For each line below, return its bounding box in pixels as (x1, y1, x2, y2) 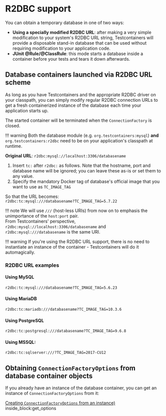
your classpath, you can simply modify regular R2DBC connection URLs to (5, 97, 158, 103)
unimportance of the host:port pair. (5, 213, 79, 219)
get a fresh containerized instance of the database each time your (5, 102, 141, 108)
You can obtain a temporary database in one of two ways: (5, 20, 124, 26)
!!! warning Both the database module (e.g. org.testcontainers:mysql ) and (5, 132, 159, 138)
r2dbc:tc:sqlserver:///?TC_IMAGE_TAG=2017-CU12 (5, 350, 106, 355)
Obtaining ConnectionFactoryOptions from (5, 364, 136, 372)
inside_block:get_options (5, 405, 56, 411)
